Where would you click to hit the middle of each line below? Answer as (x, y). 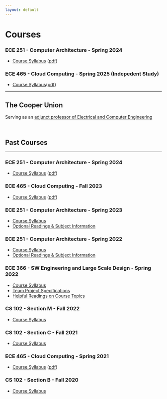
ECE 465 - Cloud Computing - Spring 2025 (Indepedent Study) (82, 74)
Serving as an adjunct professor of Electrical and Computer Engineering (79, 117)
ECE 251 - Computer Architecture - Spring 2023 (64, 210)
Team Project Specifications (41, 290)
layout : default (22, 10)
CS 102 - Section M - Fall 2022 (42, 309)
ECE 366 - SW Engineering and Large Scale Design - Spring (78, 268)
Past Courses (27, 142)
